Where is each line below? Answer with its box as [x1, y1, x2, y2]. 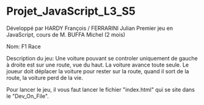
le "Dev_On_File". [6, 92, 49, 100]
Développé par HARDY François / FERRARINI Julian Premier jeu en [6, 24, 173, 32]
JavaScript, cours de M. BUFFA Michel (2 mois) [6, 31, 126, 38]
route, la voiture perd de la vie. [6, 74, 84, 81]
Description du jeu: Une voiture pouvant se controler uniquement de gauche [6, 54, 198, 62]
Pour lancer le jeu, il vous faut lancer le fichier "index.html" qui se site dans [6, 85, 195, 93]
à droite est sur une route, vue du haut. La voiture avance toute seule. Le [6, 61, 189, 68]
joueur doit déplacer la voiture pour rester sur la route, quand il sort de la [6, 67, 189, 74]
